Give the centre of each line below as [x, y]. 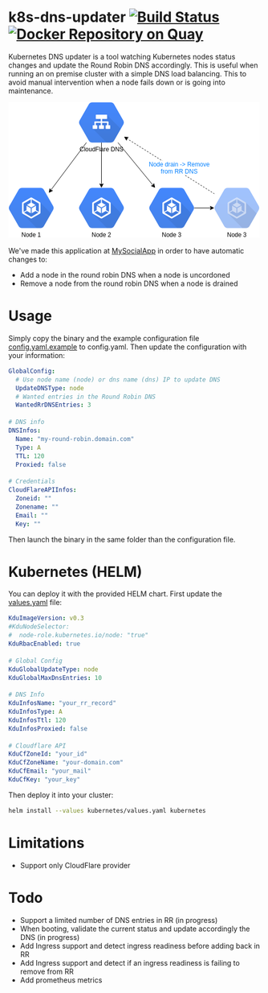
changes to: [28, 259]
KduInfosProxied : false [48, 728]
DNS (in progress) [50, 937]
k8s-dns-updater [67, 17]
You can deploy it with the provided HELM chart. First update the [115, 594]
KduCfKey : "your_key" [45, 780]
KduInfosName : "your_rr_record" [62, 703]
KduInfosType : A [35, 712]
